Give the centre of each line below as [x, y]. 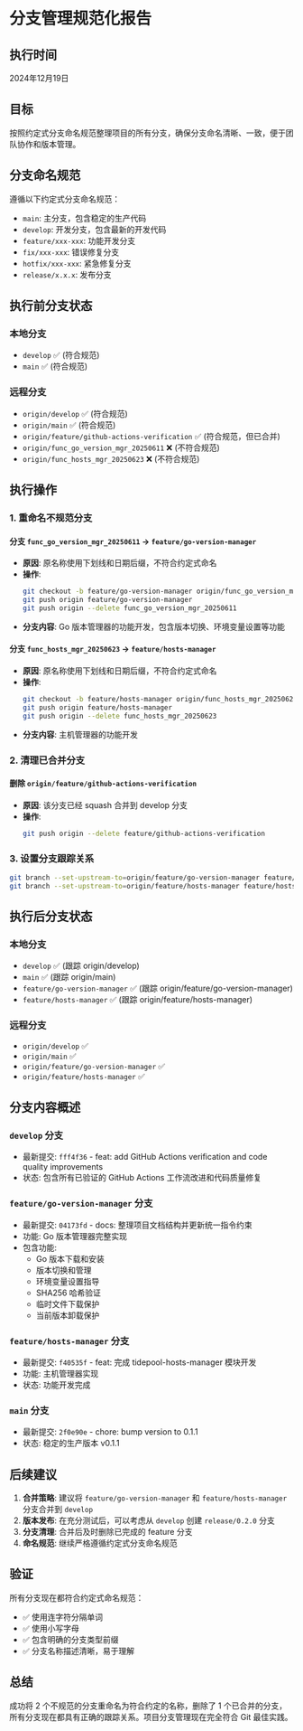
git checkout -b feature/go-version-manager [107, 592]
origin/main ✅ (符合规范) [69, 425]
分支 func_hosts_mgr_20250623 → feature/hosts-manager [113, 649]
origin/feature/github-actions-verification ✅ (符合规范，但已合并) [151, 436]
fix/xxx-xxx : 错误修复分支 [71, 252]
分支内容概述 [45, 1107]
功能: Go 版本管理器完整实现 [75, 1236]
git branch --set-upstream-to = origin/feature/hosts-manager [125, 886]
